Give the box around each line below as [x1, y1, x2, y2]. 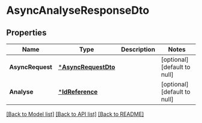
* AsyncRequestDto [58, 63, 115, 71]
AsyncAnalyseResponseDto [6, 4, 150, 17]
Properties [6, 28, 47, 38]
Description [121, 46, 155, 53]
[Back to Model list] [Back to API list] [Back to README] [6, 110, 144, 118]
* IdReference [58, 88, 98, 96]
